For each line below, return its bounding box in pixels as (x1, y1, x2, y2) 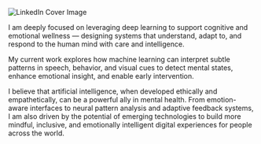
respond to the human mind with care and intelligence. (8, 39, 185, 49)
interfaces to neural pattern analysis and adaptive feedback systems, (30, 103, 254, 113)
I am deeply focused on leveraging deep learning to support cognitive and (8, 23, 248, 31)
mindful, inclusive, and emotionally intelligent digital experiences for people (8, 120, 253, 129)
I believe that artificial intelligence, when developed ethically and (8, 87, 218, 96)
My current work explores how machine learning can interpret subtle (8, 55, 230, 64)
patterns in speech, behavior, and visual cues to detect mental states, (8, 63, 233, 72)
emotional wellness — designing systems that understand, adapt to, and (8, 31, 242, 40)
